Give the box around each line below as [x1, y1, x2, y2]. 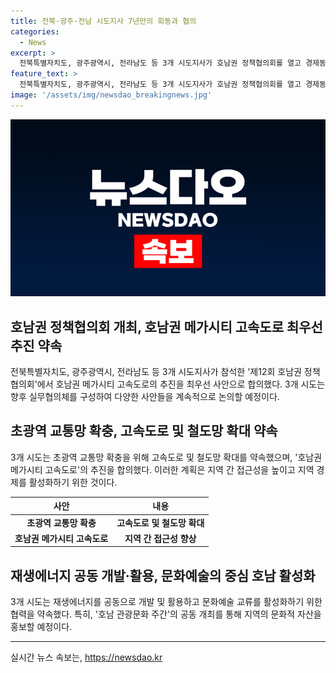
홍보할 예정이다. [10, 621, 73, 633]
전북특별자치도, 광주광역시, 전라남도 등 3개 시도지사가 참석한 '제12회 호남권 [10, 366, 302, 378]
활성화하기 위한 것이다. [28, 476, 118, 488]
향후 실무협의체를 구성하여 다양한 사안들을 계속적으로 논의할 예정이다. [10, 391, 280, 403]
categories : [10, 26, 60, 37]
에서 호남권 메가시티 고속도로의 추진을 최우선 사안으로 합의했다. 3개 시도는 [36, 378, 326, 390]
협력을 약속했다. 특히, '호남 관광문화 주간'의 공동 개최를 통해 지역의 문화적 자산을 [10, 608, 322, 620]
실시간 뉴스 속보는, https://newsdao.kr [10, 651, 163, 664]
